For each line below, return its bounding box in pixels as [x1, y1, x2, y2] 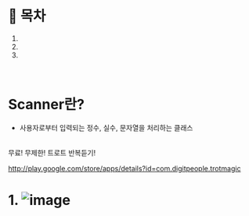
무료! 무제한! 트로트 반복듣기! [8, 148, 96, 157]
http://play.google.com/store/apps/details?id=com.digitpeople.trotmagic [8, 163, 241, 173]
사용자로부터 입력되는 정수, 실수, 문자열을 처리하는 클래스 [19, 123, 193, 132]
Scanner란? [8, 96, 85, 114]
